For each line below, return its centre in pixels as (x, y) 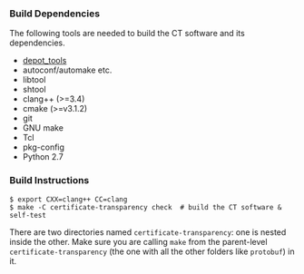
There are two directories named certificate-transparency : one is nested (148, 232)
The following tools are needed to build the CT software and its (127, 34)
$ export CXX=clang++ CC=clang (69, 199)
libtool (34, 80)
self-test (28, 215)
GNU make (43, 128)
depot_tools (44, 61)
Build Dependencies (55, 14)
